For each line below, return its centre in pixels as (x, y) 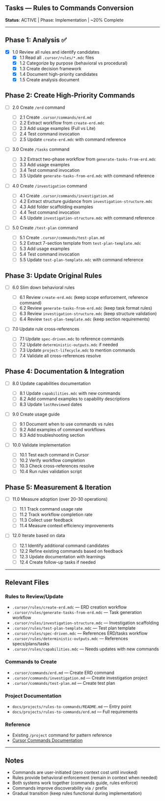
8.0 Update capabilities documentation (51, 383)
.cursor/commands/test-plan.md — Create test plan (64, 683)
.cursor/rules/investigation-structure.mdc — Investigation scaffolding (85, 623)
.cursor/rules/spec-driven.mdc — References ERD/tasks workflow (80, 633)
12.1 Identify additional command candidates (64, 545)
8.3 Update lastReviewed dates (51, 404)
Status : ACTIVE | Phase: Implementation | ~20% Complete (64, 20)
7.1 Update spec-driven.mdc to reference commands (72, 339)
